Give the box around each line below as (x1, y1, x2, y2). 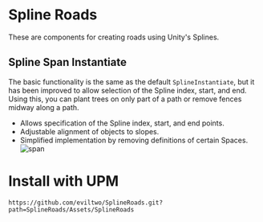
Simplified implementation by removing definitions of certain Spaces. (19, 135, 249, 145)
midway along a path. (8, 102, 79, 112)
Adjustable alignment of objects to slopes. (19, 126, 160, 136)
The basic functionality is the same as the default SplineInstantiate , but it (8, 76, 255, 86)
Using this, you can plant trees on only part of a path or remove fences (8, 94, 242, 104)
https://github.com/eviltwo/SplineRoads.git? (8, 199, 163, 207)
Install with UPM (8, 171, 119, 190)
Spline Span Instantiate (8, 55, 127, 69)
